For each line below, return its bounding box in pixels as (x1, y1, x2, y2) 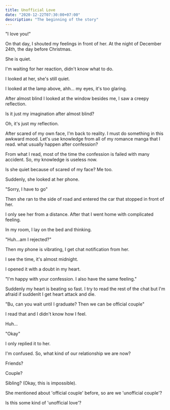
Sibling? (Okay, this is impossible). (5, 380, 77, 386)
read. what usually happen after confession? (5, 141, 98, 148)
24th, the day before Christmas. (5, 46, 72, 52)
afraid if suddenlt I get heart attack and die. (5, 291, 96, 297)
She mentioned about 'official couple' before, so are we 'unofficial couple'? (5, 390, 162, 396)
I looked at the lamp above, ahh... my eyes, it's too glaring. (5, 86, 127, 92)
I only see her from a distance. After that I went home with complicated (5, 211, 154, 217)
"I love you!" (5, 31, 31, 37)
